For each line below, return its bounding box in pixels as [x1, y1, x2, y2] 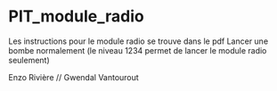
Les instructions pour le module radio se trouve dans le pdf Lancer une [8, 36, 269, 46]
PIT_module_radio [8, 6, 144, 27]
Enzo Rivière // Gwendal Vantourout [8, 71, 139, 82]
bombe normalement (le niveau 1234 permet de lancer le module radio [8, 45, 267, 55]
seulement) [8, 54, 50, 65]
